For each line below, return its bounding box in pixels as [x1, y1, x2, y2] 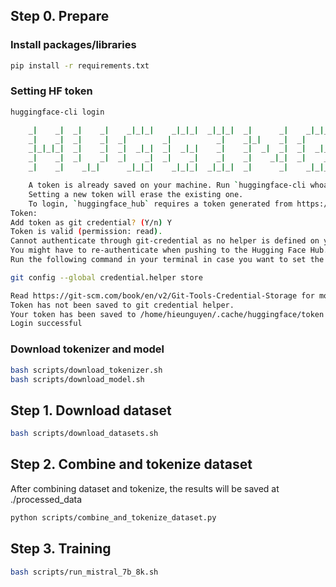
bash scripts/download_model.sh [10, 374, 145, 384]
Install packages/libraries [10, 38, 137, 52]
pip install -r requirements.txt [10, 60, 150, 71]
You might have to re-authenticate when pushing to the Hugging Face [10, 245, 307, 256]
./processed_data [10, 493, 83, 505]
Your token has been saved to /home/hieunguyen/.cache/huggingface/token [10, 309, 325, 319]
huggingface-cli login [10, 107, 105, 117]
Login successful [10, 319, 83, 329]
